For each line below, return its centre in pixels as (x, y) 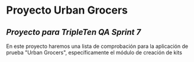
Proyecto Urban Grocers (67, 10)
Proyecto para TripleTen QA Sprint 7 (74, 32)
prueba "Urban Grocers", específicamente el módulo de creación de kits (94, 53)
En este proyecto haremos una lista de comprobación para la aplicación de (97, 46)
